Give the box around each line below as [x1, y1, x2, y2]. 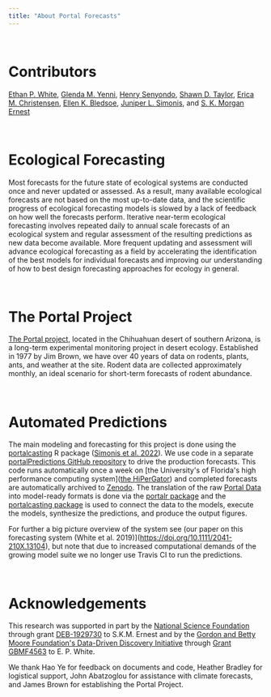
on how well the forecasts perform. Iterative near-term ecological [8, 212, 227, 221]
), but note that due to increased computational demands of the [44, 541, 256, 551]
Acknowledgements [8, 594, 147, 613]
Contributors [8, 62, 97, 81]
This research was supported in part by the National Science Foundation [8, 621, 250, 631]
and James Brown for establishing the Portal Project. [8, 680, 184, 690]
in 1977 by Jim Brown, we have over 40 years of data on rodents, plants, [8, 352, 249, 361]
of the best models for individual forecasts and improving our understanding [8, 254, 263, 264]
